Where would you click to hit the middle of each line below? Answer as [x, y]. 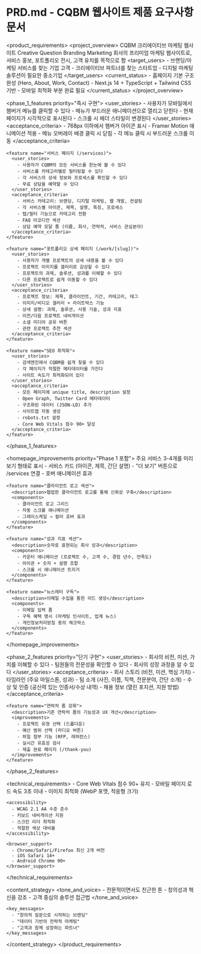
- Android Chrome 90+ [39, 861]
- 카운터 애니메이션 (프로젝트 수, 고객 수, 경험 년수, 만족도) [84, 557]
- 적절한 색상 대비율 [34, 828]
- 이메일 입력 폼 [35, 610]
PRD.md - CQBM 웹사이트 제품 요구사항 [100, 12]
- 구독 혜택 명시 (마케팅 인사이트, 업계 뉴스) [67, 616]
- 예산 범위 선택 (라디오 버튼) [50, 730]
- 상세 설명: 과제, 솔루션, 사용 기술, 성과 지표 [69, 309]
